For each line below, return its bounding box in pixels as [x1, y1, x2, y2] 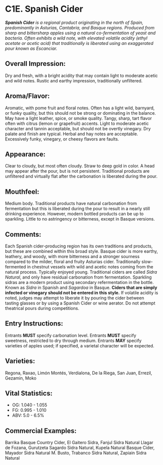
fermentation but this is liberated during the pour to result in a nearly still [5, 206, 150, 212]
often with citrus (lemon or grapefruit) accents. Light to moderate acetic [5, 121, 149, 126]
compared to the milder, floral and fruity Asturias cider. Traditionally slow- [5, 259, 153, 264]
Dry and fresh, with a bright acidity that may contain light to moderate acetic [5, 72, 158, 79]
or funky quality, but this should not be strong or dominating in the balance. [5, 110, 156, 116]
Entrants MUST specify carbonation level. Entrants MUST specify [5, 332, 136, 338]
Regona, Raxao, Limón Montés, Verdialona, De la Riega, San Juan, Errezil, [5, 370, 152, 376]
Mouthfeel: [5, 187, 39, 196]
